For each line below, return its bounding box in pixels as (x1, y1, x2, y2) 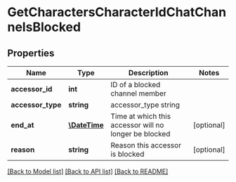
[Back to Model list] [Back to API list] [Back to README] (7, 167, 169, 176)
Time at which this (110, 112, 171, 121)
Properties (7, 47, 55, 59)
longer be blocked (110, 129, 171, 138)
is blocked (110, 149, 145, 159)
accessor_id (11, 84, 53, 93)
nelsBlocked (7, 19, 81, 35)
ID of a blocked (110, 80, 161, 89)
